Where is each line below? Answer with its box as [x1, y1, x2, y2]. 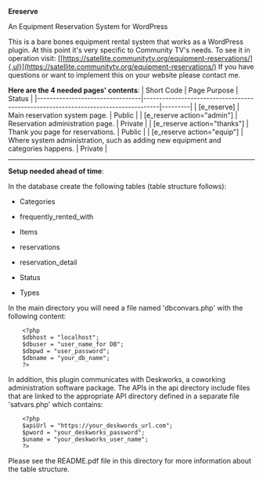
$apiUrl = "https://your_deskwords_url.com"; [22, 422, 174, 430]
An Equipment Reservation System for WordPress [8, 22, 168, 31]
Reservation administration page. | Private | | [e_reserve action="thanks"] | [8, 119, 249, 128]
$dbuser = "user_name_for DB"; [22, 340, 124, 348]
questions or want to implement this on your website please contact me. [8, 71, 241, 79]
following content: [8, 311, 67, 321]
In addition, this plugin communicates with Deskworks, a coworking [8, 375, 225, 384]
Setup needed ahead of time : [8, 166, 104, 176]
